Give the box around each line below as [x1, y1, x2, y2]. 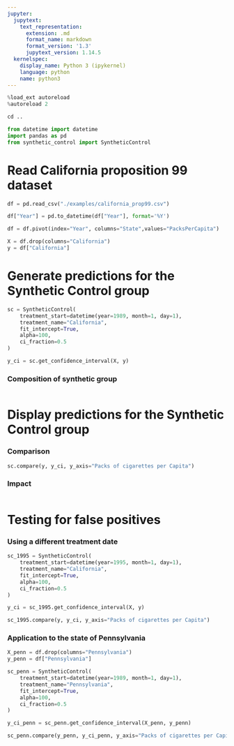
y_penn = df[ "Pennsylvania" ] [7, 655, 92, 663]
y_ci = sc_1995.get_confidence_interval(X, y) [7, 604, 145, 611]
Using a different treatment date [7, 537, 118, 546]
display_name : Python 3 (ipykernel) [19, 62, 127, 69]
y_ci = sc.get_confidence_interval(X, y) [7, 357, 130, 364]
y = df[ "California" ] [7, 245, 70, 252]
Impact [7, 479, 32, 488]
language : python [19, 68, 70, 75]
